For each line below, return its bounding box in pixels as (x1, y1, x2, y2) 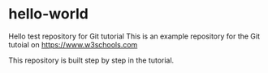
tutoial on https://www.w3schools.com (8, 39, 138, 49)
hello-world (8, 5, 89, 23)
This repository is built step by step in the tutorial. (8, 55, 175, 65)
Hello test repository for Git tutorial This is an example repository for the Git (8, 31, 261, 41)
